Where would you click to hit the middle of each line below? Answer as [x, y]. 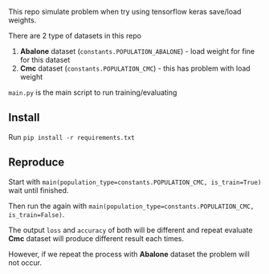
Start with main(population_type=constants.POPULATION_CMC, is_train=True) [135, 182]
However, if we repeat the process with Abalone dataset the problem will [129, 254]
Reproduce [37, 163]
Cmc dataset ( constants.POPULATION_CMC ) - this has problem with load [135, 68]
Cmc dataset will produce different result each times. [96, 238]
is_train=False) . [37, 214]
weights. [22, 20]
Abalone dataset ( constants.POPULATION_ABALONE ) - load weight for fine [137, 51]
